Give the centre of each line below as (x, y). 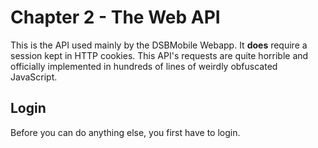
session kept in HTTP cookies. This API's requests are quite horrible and (159, 55)
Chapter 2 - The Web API (115, 17)
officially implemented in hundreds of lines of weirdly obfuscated (144, 66)
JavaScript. (34, 77)
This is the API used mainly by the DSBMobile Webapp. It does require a (159, 45)
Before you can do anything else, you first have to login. (125, 132)
